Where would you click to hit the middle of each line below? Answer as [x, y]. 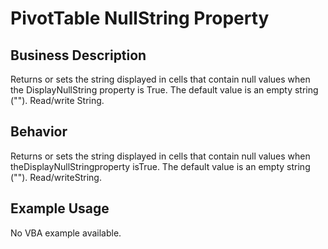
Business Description [78, 55]
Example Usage [60, 208]
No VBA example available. [66, 233]
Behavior [39, 132]
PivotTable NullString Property [140, 18]
